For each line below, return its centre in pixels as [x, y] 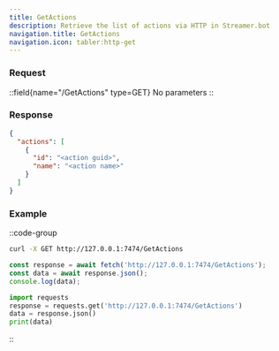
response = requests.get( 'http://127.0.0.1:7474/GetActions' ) [126, 306]
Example [28, 213]
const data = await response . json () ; [79, 273]
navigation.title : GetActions [65, 34]
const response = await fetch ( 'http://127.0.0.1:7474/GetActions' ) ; [138, 265]
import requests [39, 297]
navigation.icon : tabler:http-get [73, 42]
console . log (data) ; [45, 281]
